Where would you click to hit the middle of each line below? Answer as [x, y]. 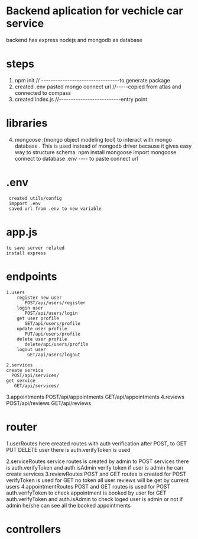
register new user [39, 298]
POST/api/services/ [35, 375]
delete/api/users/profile [56, 344]
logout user [31, 349]
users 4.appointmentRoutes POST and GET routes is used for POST [88, 486]
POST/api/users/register [55, 303]
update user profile [42, 328]
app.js [22, 232]
